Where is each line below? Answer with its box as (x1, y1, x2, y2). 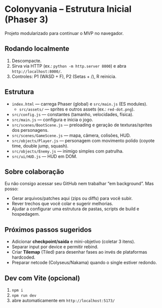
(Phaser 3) (4, 14, 49, 25)
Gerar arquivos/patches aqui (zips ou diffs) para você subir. (11, 195, 133, 201)
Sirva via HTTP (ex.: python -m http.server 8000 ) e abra (11, 63, 127, 69)
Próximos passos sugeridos (4, 226, 92, 234)
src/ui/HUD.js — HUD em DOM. (11, 153, 77, 159)
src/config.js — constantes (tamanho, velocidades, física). (11, 111, 134, 117)
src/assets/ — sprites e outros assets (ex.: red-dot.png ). (19, 106, 135, 112)
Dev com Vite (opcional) (4, 274, 80, 282)
